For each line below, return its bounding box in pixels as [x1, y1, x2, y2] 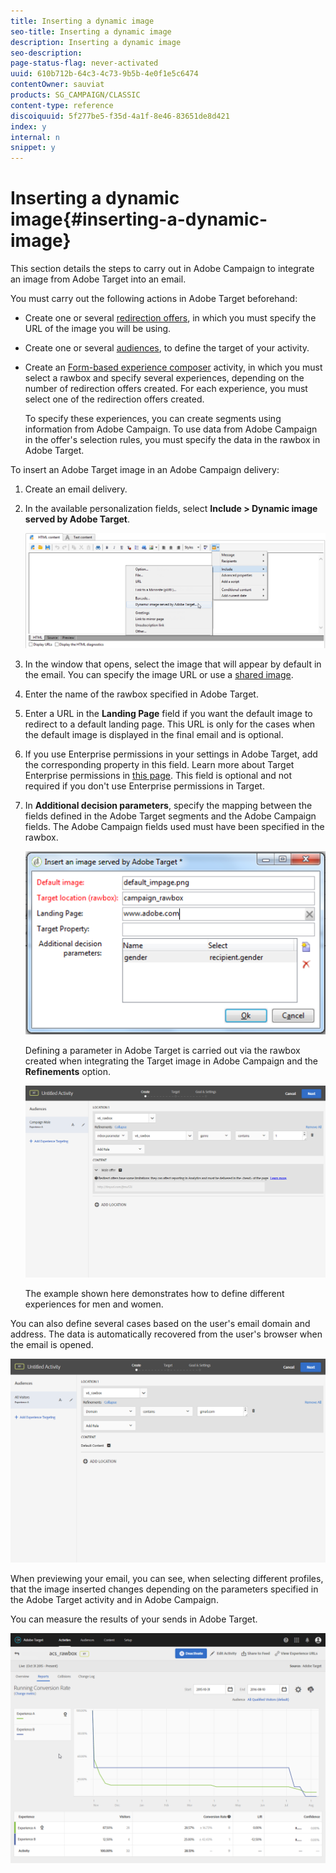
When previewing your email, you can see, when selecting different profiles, [10, 1572, 324, 1584]
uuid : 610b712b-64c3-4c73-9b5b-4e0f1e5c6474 [10, 69, 199, 79]
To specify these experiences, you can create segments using [24, 413, 282, 425]
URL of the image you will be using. [24, 323, 172, 335]
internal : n [10, 132, 60, 142]
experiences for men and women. [24, 1298, 164, 1310]
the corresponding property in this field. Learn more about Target [24, 759, 295, 771]
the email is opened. [10, 1339, 94, 1351]
